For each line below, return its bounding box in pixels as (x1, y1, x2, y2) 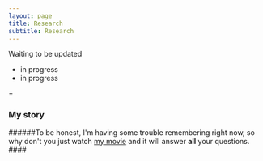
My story (8, 109, 45, 121)
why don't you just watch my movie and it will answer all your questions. (8, 136, 250, 146)
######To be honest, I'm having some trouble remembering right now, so (8, 127, 255, 138)
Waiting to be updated (8, 49, 83, 59)
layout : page (8, 11, 53, 20)
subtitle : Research (8, 27, 74, 35)
